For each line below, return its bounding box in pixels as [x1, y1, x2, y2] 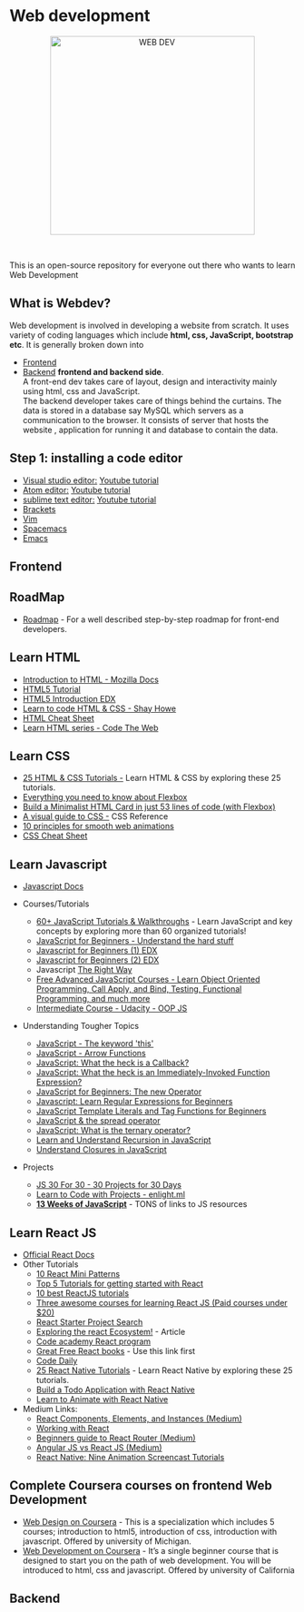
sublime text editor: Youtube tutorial [22, 494, 157, 505]
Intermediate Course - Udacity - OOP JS [35, 1003, 188, 1014]
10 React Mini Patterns [35, 1269, 121, 1280]
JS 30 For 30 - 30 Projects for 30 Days [35, 1180, 181, 1191]
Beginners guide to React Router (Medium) [35, 1432, 197, 1444]
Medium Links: [22, 1404, 78, 1415]
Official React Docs [22, 1250, 95, 1261]
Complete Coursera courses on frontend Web [9, 1478, 272, 1494]
